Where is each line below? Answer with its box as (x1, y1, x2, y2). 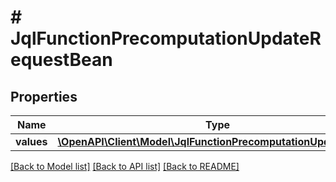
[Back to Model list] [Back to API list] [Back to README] (10, 161, 240, 172)
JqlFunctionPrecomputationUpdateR (10, 27, 322, 50)
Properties (10, 88, 78, 105)
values (15, 135, 48, 148)
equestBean (10, 49, 113, 71)
